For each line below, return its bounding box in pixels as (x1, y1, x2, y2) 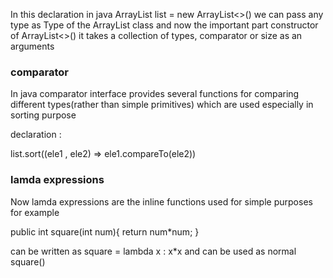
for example (10, 206, 60, 218)
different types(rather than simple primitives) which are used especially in (10, 99, 314, 111)
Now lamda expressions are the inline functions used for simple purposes (10, 195, 313, 208)
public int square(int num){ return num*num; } (10, 225, 200, 238)
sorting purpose (10, 109, 77, 121)
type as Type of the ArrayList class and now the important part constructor (10, 19, 319, 31)
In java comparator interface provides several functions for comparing (10, 88, 300, 100)
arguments (10, 40, 55, 52)
